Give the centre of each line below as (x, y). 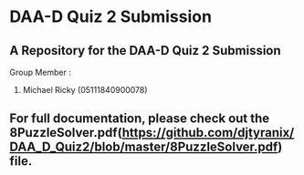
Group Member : (40, 72)
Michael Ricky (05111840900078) (85, 90)
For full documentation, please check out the (140, 119)
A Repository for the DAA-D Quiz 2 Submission (145, 51)
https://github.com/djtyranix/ (208, 133)
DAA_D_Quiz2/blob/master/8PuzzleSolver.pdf (144, 147)
